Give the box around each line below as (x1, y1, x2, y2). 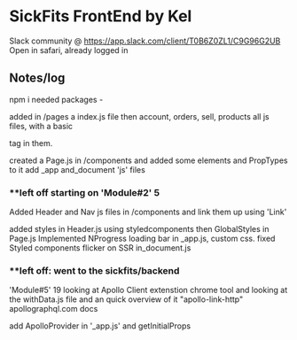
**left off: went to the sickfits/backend (9, 264, 180, 276)
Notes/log (9, 71, 66, 86)
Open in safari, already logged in (9, 44, 129, 55)
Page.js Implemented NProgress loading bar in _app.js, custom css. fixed (9, 233, 276, 244)
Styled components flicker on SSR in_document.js (9, 243, 191, 253)
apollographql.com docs (9, 304, 98, 314)
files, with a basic (9, 120, 74, 131)
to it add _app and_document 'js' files (9, 164, 146, 174)
